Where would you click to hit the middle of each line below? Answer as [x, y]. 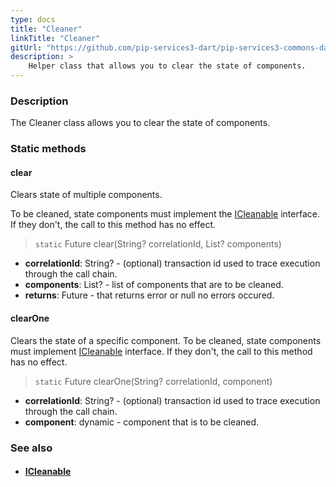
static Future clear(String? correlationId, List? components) [158, 244]
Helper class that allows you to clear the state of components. [167, 66]
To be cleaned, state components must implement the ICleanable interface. [165, 214]
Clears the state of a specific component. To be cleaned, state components [166, 340]
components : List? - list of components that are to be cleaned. [154, 285]
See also [31, 448]
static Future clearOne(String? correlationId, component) [153, 381]
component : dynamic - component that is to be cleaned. [142, 422]
